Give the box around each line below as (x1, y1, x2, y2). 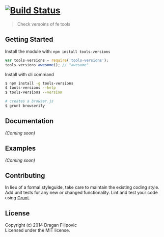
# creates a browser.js (5, 99, 54, 104)
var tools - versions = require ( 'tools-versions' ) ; (5, 58, 109, 63)
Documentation (5, 117, 54, 125)
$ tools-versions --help (5, 85, 56, 90)
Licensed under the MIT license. (5, 227, 70, 233)
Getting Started (5, 35, 54, 44)
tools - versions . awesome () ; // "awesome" (5, 62, 89, 67)
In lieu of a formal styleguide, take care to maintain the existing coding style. (5, 184, 160, 190)
